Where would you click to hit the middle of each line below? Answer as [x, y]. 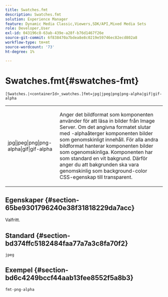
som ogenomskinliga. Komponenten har [106, 152]
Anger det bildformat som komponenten [106, 114]
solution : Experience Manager [37, 19]
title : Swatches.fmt [27, 10]
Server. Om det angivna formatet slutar [105, 127]
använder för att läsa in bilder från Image [107, 121]
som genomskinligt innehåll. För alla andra [109, 139]
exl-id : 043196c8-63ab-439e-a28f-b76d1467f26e [54, 33]
